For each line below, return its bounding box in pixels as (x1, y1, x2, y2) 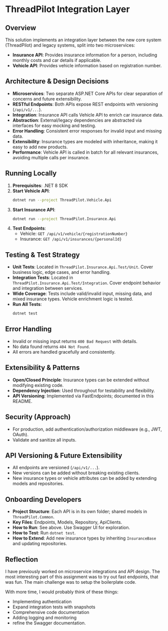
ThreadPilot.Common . (12, 514, 55, 520)
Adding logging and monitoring (12, 614, 77, 620)
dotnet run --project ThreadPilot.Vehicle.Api (12, 197, 112, 202)
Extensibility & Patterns (5, 363, 80, 372)
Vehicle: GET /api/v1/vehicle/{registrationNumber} (20, 231, 128, 237)
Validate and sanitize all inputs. (12, 437, 77, 443)
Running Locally (5, 169, 57, 178)
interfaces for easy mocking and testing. (12, 122, 96, 129)
